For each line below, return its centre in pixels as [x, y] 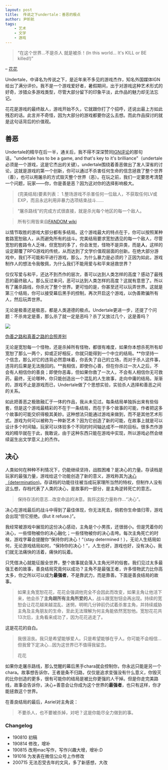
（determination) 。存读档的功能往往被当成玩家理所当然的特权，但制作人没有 [84, 482]
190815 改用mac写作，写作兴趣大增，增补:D [57, 750]
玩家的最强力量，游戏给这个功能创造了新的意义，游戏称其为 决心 [71, 476]
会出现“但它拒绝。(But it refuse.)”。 [42, 516]
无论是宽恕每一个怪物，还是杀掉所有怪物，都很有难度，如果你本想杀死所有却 [84, 347]
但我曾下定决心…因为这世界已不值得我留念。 [63, 645]
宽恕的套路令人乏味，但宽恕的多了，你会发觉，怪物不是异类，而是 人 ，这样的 [84, 244]
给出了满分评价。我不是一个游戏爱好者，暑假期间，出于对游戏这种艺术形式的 [84, 85]
